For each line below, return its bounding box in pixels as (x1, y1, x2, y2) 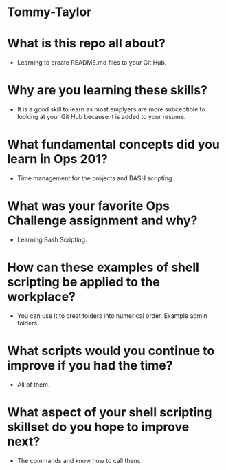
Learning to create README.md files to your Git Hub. (16, 58, 167, 67)
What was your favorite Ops (7, 198, 170, 214)
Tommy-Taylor (7, 4, 92, 20)
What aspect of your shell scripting (7, 405, 212, 420)
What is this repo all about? (7, 36, 166, 52)
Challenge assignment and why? (7, 213, 198, 228)
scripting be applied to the (7, 275, 160, 290)
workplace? (7, 289, 76, 305)
